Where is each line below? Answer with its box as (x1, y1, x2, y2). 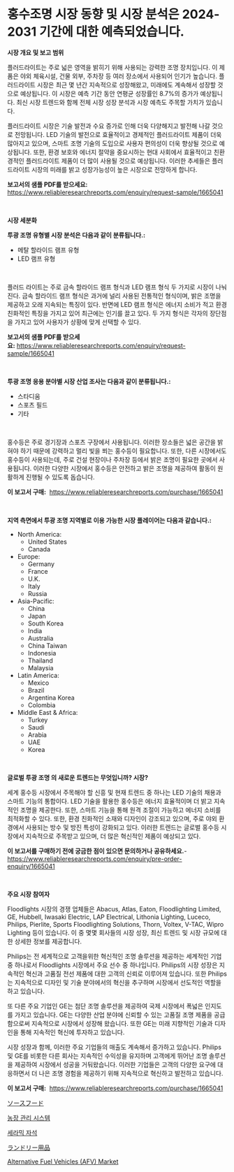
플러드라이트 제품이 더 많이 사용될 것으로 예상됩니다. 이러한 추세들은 (25, 157, 211, 165)
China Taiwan (27, 641, 68, 650)
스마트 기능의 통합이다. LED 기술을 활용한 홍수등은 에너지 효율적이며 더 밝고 (7, 797, 213, 805)
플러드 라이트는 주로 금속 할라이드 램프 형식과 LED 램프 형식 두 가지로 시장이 (7, 282, 214, 291)
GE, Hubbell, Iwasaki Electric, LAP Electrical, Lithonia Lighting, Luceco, (7, 913, 211, 921)
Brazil (27, 686, 45, 694)
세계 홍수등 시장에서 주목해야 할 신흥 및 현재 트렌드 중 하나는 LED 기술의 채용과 (7, 788, 221, 797)
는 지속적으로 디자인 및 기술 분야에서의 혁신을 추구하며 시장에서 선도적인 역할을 (7, 978, 222, 986)
